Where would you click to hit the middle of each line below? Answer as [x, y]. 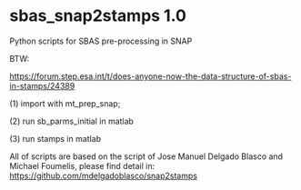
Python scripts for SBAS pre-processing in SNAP [101, 41]
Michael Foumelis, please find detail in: [82, 165]
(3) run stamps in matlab [55, 138]
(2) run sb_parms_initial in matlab [72, 121]
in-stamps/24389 [42, 85]
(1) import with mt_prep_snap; [65, 103]
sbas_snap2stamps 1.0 [98, 16]
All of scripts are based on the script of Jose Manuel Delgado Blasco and [146, 156]
